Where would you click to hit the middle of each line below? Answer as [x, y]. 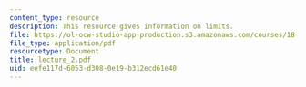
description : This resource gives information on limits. [122, 26]
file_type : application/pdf [63, 43]
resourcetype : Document [55, 52]
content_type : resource [55, 18]
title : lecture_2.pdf [51, 60]
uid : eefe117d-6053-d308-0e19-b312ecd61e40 [93, 69]
